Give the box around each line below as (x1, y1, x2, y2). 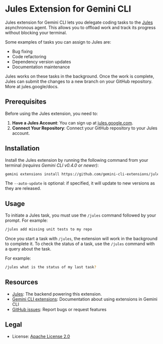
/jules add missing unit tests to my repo (5, 227, 92, 232)
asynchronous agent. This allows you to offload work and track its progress (5, 24, 156, 30)
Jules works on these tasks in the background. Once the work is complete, (5, 73, 154, 79)
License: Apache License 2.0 (12, 333, 70, 339)
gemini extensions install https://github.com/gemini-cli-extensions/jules (5, 172, 162, 176)
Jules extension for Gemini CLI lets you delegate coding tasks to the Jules (5, 19, 153, 25)
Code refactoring (12, 53, 47, 59)
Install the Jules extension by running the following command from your (5, 157, 148, 163)
